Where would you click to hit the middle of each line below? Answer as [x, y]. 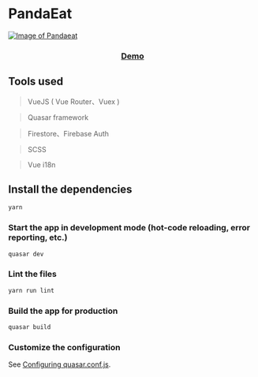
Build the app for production [63, 311]
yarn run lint [32, 290]
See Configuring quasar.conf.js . [60, 364]
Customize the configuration [64, 347]
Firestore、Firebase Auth [68, 133]
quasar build [30, 327]
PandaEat [40, 14]
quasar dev [26, 254]
